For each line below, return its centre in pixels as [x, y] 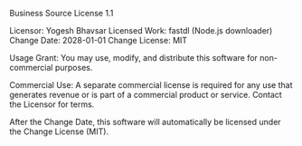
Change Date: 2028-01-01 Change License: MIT [99, 40]
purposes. [74, 68]
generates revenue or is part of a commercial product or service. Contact [146, 95]
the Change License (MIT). [59, 131]
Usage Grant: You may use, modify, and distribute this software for [133, 58]
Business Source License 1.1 [61, 13]
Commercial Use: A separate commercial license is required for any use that [151, 85]
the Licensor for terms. [52, 104]
